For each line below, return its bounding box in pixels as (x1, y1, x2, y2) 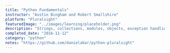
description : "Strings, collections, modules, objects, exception (5, 26, 148, 31)
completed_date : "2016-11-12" (5, 31, 69, 36)
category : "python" (5, 36, 47, 41)
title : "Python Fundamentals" (5, 7, 69, 13)
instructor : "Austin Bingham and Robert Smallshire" (5, 12, 119, 17)
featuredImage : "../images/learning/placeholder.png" (5, 21, 121, 27)
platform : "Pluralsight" (5, 17, 58, 22)
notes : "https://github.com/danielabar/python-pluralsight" (5, 40, 135, 45)
